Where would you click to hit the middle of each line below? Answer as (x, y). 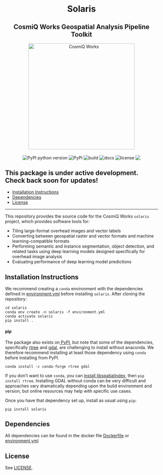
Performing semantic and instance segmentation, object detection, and (83, 246)
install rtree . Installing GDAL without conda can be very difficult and (75, 380)
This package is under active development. (72, 173)
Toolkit (81, 34)
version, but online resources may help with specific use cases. (68, 391)
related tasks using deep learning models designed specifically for (79, 252)
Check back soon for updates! (52, 181)
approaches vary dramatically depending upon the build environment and (78, 386)
